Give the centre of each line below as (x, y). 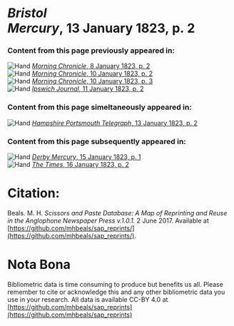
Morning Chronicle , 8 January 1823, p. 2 (91, 66)
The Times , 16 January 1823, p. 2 (81, 165)
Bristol (27, 13)
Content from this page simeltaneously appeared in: (100, 107)
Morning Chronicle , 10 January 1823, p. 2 (92, 73)
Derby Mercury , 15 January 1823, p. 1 (86, 157)
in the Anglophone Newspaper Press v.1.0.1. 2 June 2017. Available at (108, 221)
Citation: (34, 193)
